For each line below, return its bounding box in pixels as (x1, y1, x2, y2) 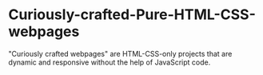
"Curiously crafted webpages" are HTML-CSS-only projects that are (8, 49, 233, 58)
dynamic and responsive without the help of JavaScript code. (8, 57, 211, 67)
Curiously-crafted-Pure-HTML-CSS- (8, 6, 256, 24)
